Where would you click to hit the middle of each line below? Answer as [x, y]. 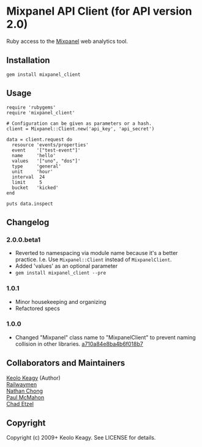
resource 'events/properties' [50, 145]
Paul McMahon [25, 397]
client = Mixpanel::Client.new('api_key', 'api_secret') [80, 129]
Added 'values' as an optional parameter [66, 266]
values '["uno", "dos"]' [46, 161]
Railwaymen [22, 384]
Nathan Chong [25, 391]
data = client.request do [39, 139]
